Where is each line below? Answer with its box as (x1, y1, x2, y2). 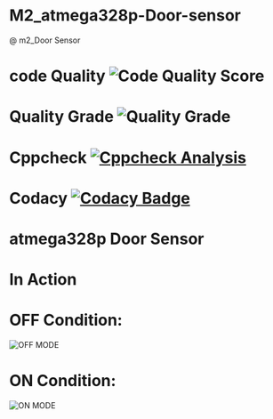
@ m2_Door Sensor (9, 35, 81, 45)
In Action (9, 270, 77, 290)
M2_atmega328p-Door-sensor (9, 5, 242, 26)
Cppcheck (9, 148, 87, 167)
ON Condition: (9, 371, 116, 391)
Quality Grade (9, 107, 114, 127)
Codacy (9, 188, 68, 208)
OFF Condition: (9, 310, 123, 330)
